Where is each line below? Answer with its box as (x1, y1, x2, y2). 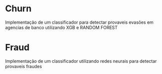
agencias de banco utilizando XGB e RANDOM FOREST (5, 24, 118, 30)
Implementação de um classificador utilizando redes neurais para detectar (5, 58, 157, 64)
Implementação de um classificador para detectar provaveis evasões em (5, 19, 154, 25)
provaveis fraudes (5, 63, 42, 69)
